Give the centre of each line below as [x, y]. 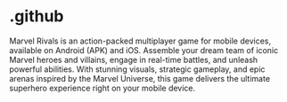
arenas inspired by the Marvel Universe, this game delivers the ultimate [139, 78]
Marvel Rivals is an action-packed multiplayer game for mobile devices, [140, 41]
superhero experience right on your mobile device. [102, 88]
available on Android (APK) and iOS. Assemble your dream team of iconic [144, 50]
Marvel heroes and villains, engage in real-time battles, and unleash [134, 59]
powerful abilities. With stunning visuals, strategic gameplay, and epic [137, 69]
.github [37, 16]
